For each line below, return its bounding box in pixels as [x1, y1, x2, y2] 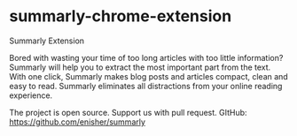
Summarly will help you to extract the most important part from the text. [9, 62, 271, 72]
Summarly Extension [9, 35, 85, 46]
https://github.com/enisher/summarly [9, 117, 146, 127]
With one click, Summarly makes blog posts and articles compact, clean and [9, 71, 288, 81]
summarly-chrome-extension [9, 6, 232, 26]
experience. [9, 90, 53, 101]
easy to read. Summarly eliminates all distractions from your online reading [9, 80, 283, 91]
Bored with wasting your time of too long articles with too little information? [9, 52, 284, 63]
